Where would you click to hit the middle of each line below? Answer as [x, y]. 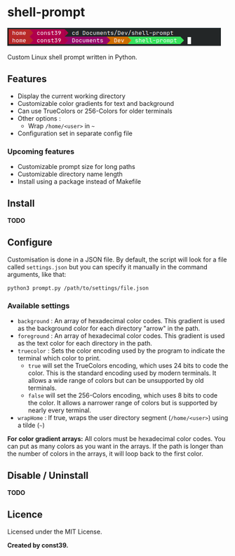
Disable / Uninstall [48, 476]
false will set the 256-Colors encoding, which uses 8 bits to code [123, 395]
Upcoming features [41, 151]
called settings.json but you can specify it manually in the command [108, 266]
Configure [30, 243]
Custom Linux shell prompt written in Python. [73, 57]
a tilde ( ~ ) [31, 425]
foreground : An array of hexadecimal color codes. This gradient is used [121, 335]
